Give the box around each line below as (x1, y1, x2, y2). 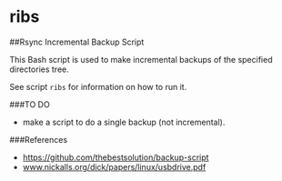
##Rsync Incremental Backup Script (9, 36, 145, 47)
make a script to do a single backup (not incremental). (22, 116, 226, 127)
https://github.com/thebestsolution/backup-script (22, 152, 209, 163)
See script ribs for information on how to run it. (9, 81, 187, 92)
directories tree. (9, 64, 70, 75)
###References (9, 134, 68, 145)
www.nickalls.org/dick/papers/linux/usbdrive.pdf (22, 161, 206, 172)
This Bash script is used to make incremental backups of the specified (9, 54, 273, 65)
